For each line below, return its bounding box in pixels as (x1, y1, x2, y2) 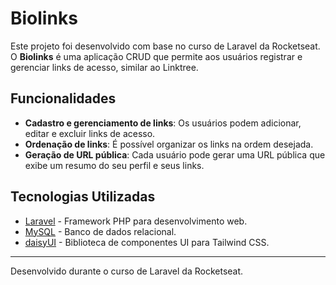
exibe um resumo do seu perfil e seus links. (24, 159, 205, 171)
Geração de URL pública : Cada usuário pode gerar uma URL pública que (24, 148, 326, 161)
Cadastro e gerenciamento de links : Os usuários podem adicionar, (24, 117, 302, 129)
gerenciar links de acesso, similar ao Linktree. (10, 61, 199, 73)
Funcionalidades (10, 90, 117, 107)
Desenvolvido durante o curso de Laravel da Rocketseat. (10, 265, 244, 277)
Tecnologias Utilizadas (10, 188, 156, 206)
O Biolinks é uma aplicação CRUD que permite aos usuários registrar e (10, 50, 303, 62)
